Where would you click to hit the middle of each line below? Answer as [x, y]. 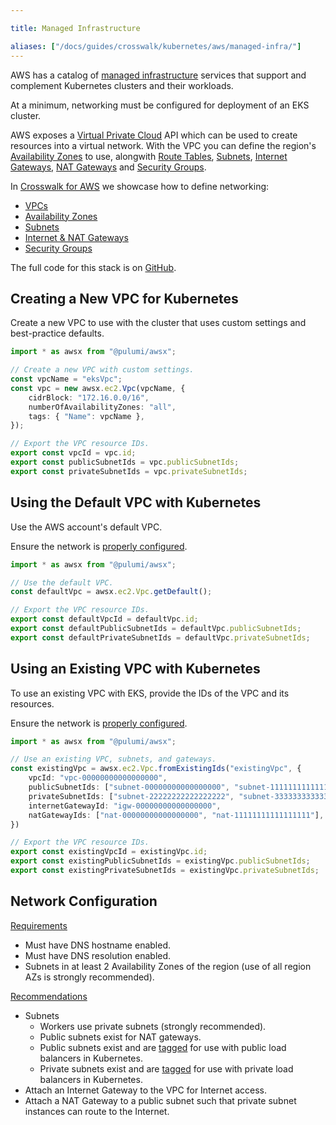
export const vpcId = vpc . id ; [73, 453]
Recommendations [49, 996]
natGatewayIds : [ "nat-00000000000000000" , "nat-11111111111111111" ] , [176, 815]
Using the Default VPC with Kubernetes [136, 502]
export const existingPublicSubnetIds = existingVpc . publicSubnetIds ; [160, 861]
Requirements [39, 925]
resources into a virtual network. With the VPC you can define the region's [163, 145]
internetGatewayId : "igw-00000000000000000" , [125, 806]
